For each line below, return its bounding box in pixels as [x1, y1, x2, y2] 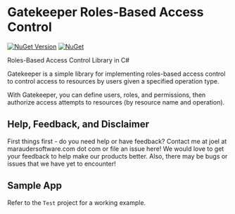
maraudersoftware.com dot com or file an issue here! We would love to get [7, 145, 224, 153]
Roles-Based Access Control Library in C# [7, 55, 130, 64]
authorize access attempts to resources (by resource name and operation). [7, 98, 225, 106]
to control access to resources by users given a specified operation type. [7, 76, 220, 85]
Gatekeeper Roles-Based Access [7, 4, 204, 20]
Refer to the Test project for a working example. [7, 198, 146, 207]
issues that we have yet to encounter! [7, 159, 116, 168]
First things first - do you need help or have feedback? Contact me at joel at [7, 137, 227, 145]
